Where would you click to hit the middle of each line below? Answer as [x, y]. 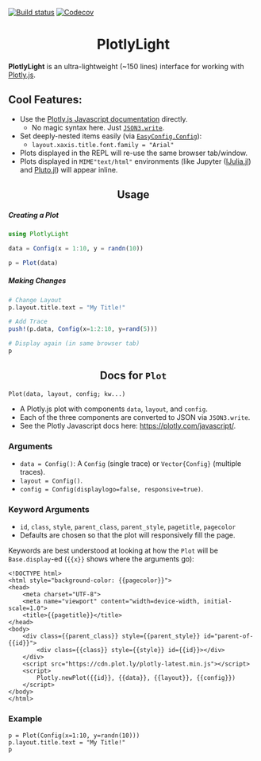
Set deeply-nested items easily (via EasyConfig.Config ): [111, 136]
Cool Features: [45, 100]
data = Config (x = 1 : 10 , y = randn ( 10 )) [76, 248]
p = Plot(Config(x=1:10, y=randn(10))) [74, 736]
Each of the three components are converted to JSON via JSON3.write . [135, 417]
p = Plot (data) [33, 262]
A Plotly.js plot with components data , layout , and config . [113, 409]
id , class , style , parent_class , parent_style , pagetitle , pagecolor [128, 527]
